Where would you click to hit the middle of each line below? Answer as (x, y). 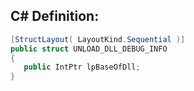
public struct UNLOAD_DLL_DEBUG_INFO (89, 49)
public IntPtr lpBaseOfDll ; (82, 67)
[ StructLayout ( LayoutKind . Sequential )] (98, 39)
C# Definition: (55, 16)
